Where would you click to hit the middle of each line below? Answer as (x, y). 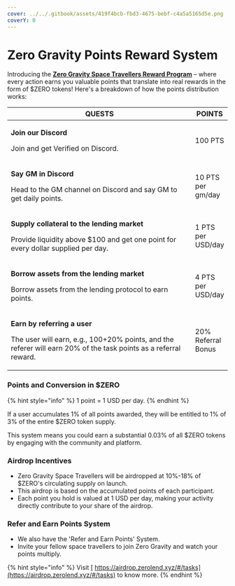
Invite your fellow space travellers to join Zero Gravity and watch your (117, 547)
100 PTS (209, 141)
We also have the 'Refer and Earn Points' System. (88, 539)
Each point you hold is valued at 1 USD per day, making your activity (115, 498)
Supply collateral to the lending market (77, 224)
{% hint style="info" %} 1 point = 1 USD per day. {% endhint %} (98, 400)
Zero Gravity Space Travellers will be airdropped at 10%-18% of (109, 476)
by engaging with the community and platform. (74, 442)
